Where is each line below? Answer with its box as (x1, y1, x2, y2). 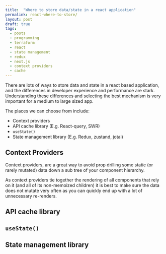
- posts (10, 31, 26, 36)
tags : (5, 26, 17, 31)
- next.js (10, 59, 30, 64)
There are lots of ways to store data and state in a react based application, (5, 82, 159, 88)
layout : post (5, 17, 33, 22)
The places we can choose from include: (5, 108, 90, 114)
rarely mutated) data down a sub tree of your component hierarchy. (5, 167, 145, 173)
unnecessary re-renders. (5, 193, 57, 199)
